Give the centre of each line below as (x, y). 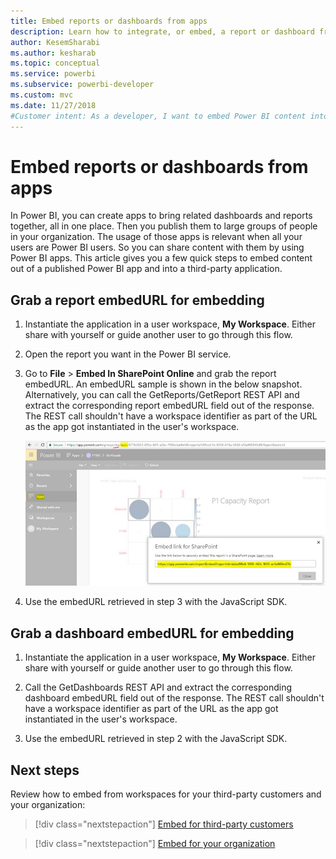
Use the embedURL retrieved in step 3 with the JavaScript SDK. (156, 602)
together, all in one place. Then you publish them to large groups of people (164, 226)
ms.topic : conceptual (55, 63)
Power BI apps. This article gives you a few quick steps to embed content (161, 258)
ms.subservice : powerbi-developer (82, 85)
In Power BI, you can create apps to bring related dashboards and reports (161, 216)
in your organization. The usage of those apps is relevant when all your (156, 237)
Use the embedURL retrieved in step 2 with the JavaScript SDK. (156, 739)
